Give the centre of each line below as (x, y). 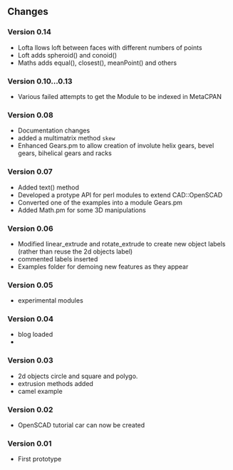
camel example (40, 391)
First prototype (40, 459)
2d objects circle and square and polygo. (78, 376)
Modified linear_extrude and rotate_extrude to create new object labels (121, 244)
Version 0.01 (30, 443)
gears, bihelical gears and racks (64, 153)
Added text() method (48, 187)
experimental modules (50, 301)
